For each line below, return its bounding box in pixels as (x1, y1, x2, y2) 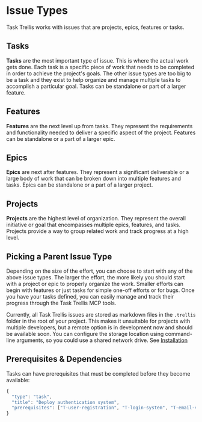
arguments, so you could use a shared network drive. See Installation (16, 337, 188, 344)
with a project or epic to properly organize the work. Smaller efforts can (6, 281, 184, 287)
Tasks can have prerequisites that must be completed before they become (6, 370, 191, 377)
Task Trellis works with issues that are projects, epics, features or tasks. (6, 23, 185, 31)
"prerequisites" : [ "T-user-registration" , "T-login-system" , (11, 405, 168, 411)
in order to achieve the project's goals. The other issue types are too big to (6, 70, 192, 77)
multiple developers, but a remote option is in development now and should (6, 324, 193, 331)
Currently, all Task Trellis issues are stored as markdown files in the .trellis (6, 311, 196, 318)
